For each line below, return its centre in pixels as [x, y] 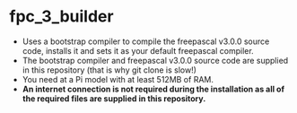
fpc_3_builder [61, 17]
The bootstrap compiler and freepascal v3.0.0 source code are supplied [155, 60]
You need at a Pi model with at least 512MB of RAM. [118, 79]
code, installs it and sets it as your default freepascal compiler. [138, 50]
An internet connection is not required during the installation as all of [153, 89]
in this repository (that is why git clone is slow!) [109, 70]
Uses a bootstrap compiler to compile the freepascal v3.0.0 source [146, 41]
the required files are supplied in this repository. [114, 98]
